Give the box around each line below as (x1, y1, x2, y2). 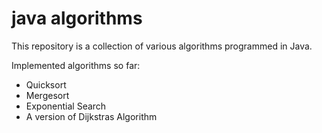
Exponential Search (25, 100, 107, 112)
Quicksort (25, 78, 67, 91)
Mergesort (25, 89, 70, 101)
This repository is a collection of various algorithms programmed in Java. (11, 40, 313, 52)
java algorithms (11, 7, 143, 30)
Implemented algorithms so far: (11, 59, 141, 71)
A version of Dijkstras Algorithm (25, 110, 158, 122)
